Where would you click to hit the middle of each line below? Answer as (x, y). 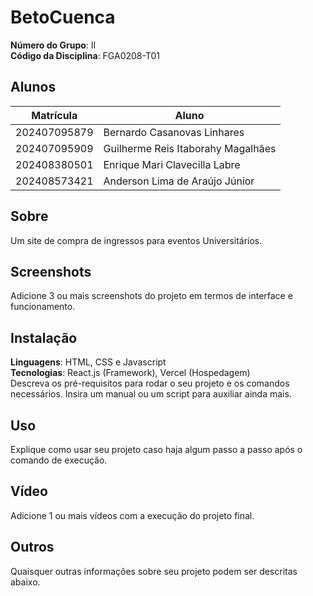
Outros (32, 547)
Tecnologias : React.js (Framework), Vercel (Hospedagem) (130, 373)
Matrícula (54, 115)
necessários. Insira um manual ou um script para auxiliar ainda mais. (151, 394)
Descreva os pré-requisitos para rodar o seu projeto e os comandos (150, 383)
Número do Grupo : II (53, 45)
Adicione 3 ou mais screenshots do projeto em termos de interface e (151, 296)
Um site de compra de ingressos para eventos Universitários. (136, 240)
